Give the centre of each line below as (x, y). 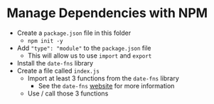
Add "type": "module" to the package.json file (84, 48)
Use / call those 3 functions (68, 93)
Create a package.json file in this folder (74, 33)
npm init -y (45, 41)
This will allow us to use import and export (90, 56)
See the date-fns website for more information (106, 85)
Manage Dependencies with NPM (107, 13)
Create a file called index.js (58, 71)
